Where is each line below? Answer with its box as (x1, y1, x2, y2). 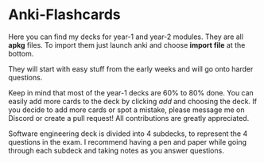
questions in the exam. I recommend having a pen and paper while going (8, 137, 247, 146)
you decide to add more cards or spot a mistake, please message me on (8, 105, 245, 114)
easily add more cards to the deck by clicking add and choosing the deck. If (8, 96, 257, 106)
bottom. (8, 49, 34, 58)
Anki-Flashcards (8, 6, 121, 24)
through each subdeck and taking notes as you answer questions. (8, 146, 224, 155)
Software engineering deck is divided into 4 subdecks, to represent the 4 (8, 129, 248, 138)
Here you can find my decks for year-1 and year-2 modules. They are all (8, 32, 244, 41)
